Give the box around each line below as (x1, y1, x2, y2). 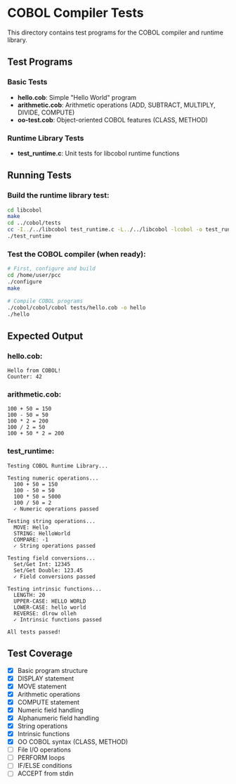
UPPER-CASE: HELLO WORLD (13, 598, 86, 605)
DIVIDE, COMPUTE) (17, 108, 75, 117)
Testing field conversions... (7, 554, 96, 562)
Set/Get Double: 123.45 (13, 567, 83, 574)
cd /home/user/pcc (7, 272, 61, 279)
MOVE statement (17, 682, 67, 690)
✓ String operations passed (13, 542, 96, 549)
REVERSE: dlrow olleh (13, 610, 77, 617)
